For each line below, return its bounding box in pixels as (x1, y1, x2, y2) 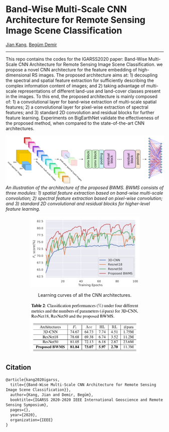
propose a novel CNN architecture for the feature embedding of (6, 66, 137, 72)
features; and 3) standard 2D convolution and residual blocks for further (6, 109, 154, 115)
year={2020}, (10, 412, 38, 417)
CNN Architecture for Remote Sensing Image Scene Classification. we (18, 61, 163, 67)
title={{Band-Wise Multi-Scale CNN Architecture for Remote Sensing (10, 382, 156, 387)
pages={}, (10, 407, 31, 412)
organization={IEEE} (10, 417, 53, 422)
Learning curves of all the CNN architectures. (38, 292, 132, 298)
